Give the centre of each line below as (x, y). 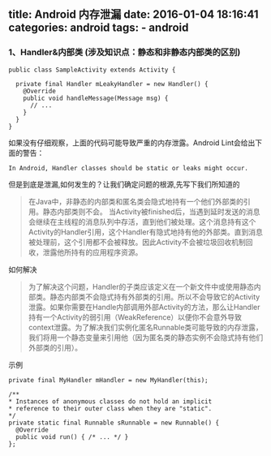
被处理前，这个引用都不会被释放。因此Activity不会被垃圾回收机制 (137, 242)
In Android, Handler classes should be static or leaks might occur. (129, 168)
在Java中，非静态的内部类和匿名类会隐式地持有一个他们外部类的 (136, 201)
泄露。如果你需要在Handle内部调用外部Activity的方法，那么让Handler (144, 307)
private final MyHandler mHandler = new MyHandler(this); (108, 380)
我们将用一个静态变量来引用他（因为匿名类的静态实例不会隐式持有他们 (146, 337)
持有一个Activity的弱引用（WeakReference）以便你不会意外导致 (135, 317)
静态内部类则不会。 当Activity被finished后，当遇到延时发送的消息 (151, 211)
